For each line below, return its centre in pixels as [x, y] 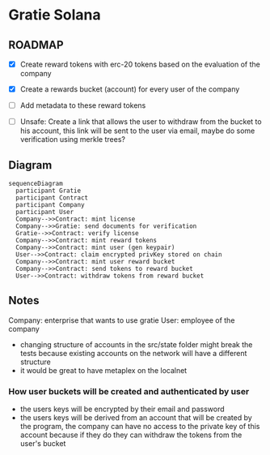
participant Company [50, 205]
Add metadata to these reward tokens [83, 105]
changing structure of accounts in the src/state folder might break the [136, 344]
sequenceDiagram [36, 184]
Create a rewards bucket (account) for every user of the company [130, 89]
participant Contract [52, 198]
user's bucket [43, 444]
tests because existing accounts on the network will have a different [133, 353]
